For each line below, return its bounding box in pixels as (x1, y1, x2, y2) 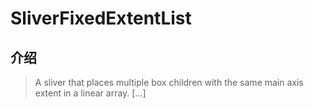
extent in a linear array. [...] (34, 87, 147, 99)
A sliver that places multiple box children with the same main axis (34, 77, 304, 88)
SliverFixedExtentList (10, 7, 192, 30)
